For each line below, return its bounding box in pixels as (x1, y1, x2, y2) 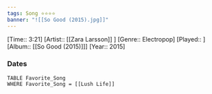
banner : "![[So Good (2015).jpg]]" (7, 16, 109, 23)
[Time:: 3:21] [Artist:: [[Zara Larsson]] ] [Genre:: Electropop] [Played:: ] (7, 35, 206, 43)
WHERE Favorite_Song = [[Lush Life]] (7, 80, 115, 87)
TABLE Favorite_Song (7, 74, 67, 82)
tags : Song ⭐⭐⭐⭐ (7, 10, 56, 17)
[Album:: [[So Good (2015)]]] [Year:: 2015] (7, 42, 126, 50)
